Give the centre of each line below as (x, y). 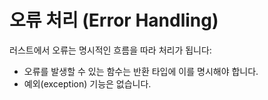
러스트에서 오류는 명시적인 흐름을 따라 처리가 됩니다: (110, 50)
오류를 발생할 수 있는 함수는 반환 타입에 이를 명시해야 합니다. (141, 71)
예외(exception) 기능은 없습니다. (87, 83)
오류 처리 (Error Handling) (114, 20)
